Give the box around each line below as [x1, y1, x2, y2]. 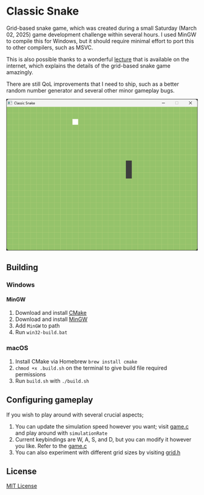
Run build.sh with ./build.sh [15, 377, 89, 384]
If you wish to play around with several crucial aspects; [6, 411, 144, 418]
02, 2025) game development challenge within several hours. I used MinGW [6, 30, 197, 38]
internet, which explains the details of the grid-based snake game [6, 62, 171, 69]
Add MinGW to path [15, 322, 60, 329]
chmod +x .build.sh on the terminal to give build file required [15, 364, 168, 371]
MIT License [6, 482, 38, 490]
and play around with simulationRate [15, 429, 108, 437]
